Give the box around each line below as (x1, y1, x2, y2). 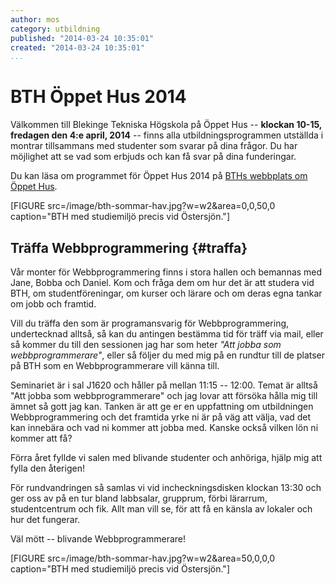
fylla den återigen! (10, 462, 85, 474)
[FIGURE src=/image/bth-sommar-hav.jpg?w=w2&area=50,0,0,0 (10, 552, 276, 564)
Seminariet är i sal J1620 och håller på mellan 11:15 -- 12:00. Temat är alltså (10, 379, 318, 391)
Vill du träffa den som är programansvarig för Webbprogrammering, (10, 317, 290, 329)
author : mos (10, 14, 60, 25)
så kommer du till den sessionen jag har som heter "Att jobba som (10, 339, 282, 350)
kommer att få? (10, 432, 73, 444)
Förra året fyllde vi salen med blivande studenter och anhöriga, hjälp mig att (10, 452, 323, 463)
